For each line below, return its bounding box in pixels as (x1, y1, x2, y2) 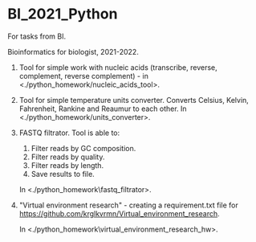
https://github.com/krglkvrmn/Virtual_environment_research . (18, 208, 220, 218)
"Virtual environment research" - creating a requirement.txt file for (18, 200, 238, 210)
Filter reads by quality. (30, 152, 105, 162)
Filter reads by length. (30, 160, 104, 170)
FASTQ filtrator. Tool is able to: (18, 128, 120, 137)
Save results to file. (30, 169, 95, 178)
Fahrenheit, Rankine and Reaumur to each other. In (18, 104, 187, 113)
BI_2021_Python (7, 5, 118, 23)
